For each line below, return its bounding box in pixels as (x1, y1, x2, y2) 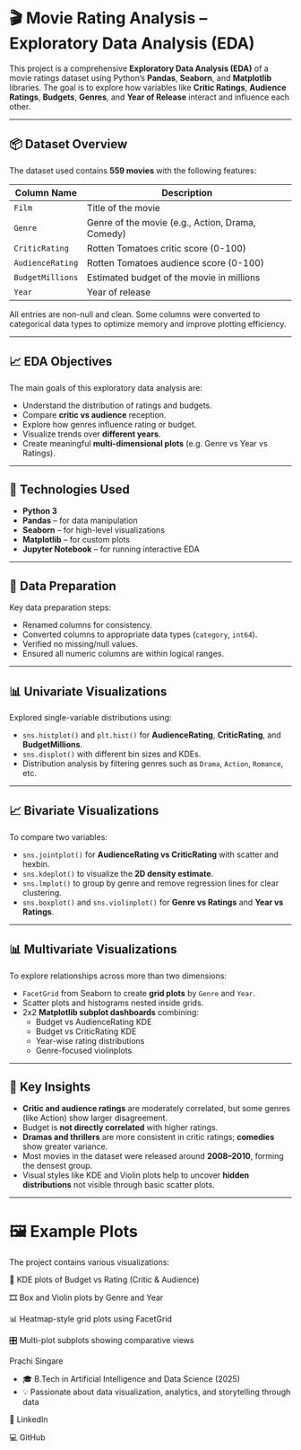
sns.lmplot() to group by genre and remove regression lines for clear (21, 878, 279, 889)
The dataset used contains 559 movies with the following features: (9, 164, 257, 176)
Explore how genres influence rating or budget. (21, 419, 197, 429)
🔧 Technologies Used (9, 482, 130, 497)
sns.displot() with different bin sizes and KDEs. (21, 748, 202, 759)
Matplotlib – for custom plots (21, 535, 131, 545)
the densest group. (21, 1161, 93, 1171)
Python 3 (21, 506, 58, 517)
